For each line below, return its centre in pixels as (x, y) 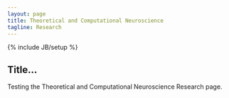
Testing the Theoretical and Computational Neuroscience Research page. (115, 87)
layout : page (27, 14)
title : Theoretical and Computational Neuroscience (85, 21)
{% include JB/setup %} (43, 48)
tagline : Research (34, 27)
